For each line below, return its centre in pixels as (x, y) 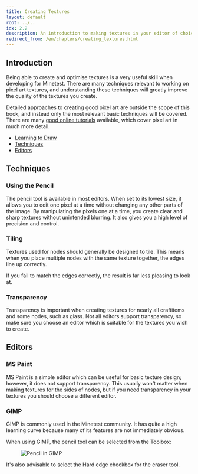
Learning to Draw (36, 138)
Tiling (14, 238)
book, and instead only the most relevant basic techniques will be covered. (97, 113)
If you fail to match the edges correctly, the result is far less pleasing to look (98, 276)
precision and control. (33, 223)
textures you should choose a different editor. (61, 395)
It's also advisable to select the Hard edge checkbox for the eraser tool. (93, 465)
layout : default (26, 17)
